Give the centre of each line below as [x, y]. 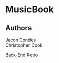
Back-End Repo [22, 55]
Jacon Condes [21, 40]
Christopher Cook [24, 45]
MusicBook [30, 9]
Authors [19, 28]
